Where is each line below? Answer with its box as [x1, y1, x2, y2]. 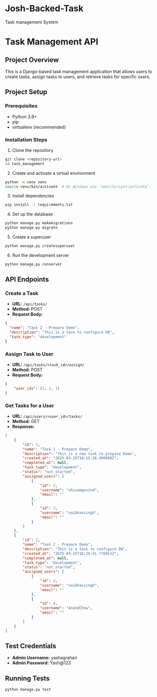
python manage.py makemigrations [5, 221, 73, 226]
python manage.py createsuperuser [5, 244, 76, 249]
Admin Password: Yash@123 [12, 660, 71, 666]
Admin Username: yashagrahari [12, 655, 78, 661]
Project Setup [5, 88, 48, 96]
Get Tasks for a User [5, 402, 55, 409]
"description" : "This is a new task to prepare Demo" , [22, 451, 137, 456]
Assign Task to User [5, 350, 54, 357]
